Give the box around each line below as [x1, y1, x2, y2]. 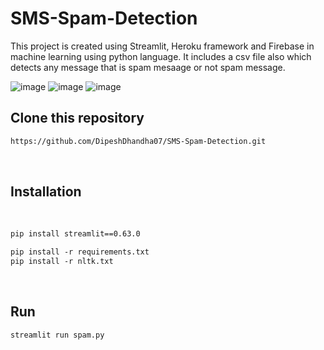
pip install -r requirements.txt [10, 247, 150, 257]
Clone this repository [10, 110, 145, 127]
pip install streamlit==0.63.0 [10, 229, 141, 239]
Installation [10, 183, 82, 201]
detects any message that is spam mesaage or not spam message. [10, 61, 286, 73]
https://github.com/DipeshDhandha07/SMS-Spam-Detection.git [10, 136, 267, 146]
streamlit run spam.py [10, 330, 105, 340]
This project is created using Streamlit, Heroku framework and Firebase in [10, 40, 315, 52]
